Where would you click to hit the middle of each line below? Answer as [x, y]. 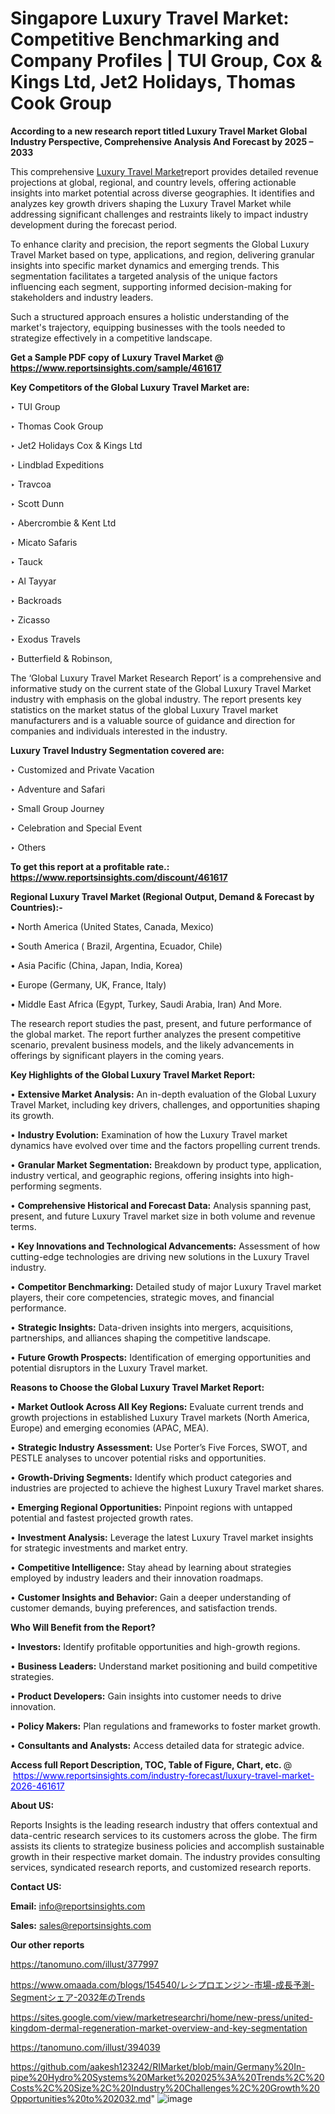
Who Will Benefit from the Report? [83, 1627]
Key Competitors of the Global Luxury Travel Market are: [130, 387]
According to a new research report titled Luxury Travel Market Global [159, 131]
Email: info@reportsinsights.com [78, 1906]
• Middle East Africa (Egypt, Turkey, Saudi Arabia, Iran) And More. [146, 1004]
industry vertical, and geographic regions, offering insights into [140, 1175]
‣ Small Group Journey [57, 808]
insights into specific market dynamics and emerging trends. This [145, 265]
